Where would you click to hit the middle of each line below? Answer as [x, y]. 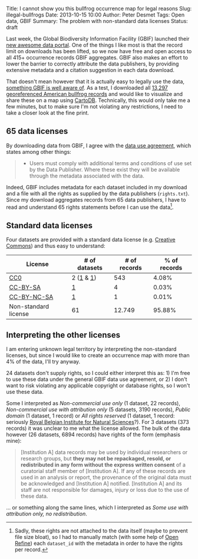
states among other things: [39, 152]
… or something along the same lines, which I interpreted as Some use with [97, 508]
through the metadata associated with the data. [87, 176]
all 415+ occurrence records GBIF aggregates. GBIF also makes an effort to [97, 57]
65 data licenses [37, 131]
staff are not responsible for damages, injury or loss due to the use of [105, 490]
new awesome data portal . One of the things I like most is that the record [94, 45]
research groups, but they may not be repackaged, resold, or [96, 459]
